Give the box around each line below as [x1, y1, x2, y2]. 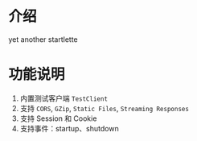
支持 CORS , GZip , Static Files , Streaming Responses [19, 103, 189, 113]
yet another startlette [8, 34, 78, 44]
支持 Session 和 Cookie [19, 114, 97, 123]
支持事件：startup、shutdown [19, 123, 119, 133]
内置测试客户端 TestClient [19, 93, 109, 103]
